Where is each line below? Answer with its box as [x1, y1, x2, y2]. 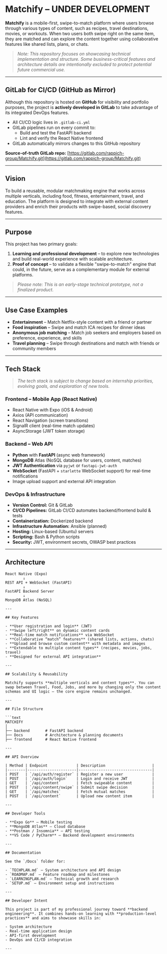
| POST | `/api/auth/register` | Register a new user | [5, 772, 155, 777]
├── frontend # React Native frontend [5, 737, 97, 742]
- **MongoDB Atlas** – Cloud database [5, 824, 85, 829]
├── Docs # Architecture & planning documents [5, 732, 123, 737]
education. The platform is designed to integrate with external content [5, 198, 149, 204]
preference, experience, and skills [12, 335, 82, 341]
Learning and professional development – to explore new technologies [12, 250, 160, 257]
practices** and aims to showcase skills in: [5, 915, 101, 921]
